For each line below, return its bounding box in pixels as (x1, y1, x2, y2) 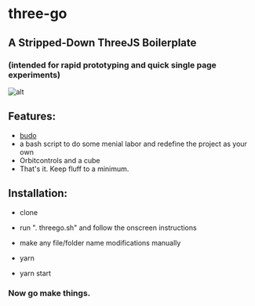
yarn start (19, 268, 52, 278)
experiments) (8, 69, 61, 80)
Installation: (8, 187, 68, 200)
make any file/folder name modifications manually (19, 238, 181, 247)
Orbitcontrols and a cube (19, 155, 100, 165)
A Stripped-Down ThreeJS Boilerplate (8, 36, 197, 49)
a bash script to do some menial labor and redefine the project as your (19, 139, 247, 148)
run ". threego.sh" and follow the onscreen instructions (19, 223, 198, 232)
